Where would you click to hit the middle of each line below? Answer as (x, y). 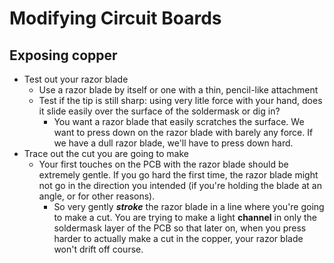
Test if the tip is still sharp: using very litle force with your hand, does (180, 100)
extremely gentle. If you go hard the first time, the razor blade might (178, 175)
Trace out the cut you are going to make (106, 153)
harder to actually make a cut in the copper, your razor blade (178, 238)
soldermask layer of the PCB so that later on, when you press (180, 228)
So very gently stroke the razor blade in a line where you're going (189, 206)
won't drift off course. (98, 249)
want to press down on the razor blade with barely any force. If (183, 132)
